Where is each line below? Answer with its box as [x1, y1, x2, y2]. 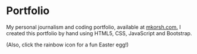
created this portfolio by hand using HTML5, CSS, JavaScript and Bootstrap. [6, 29, 192, 36]
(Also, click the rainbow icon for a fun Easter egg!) [6, 41, 129, 48]
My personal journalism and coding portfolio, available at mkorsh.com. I [6, 23, 181, 31]
